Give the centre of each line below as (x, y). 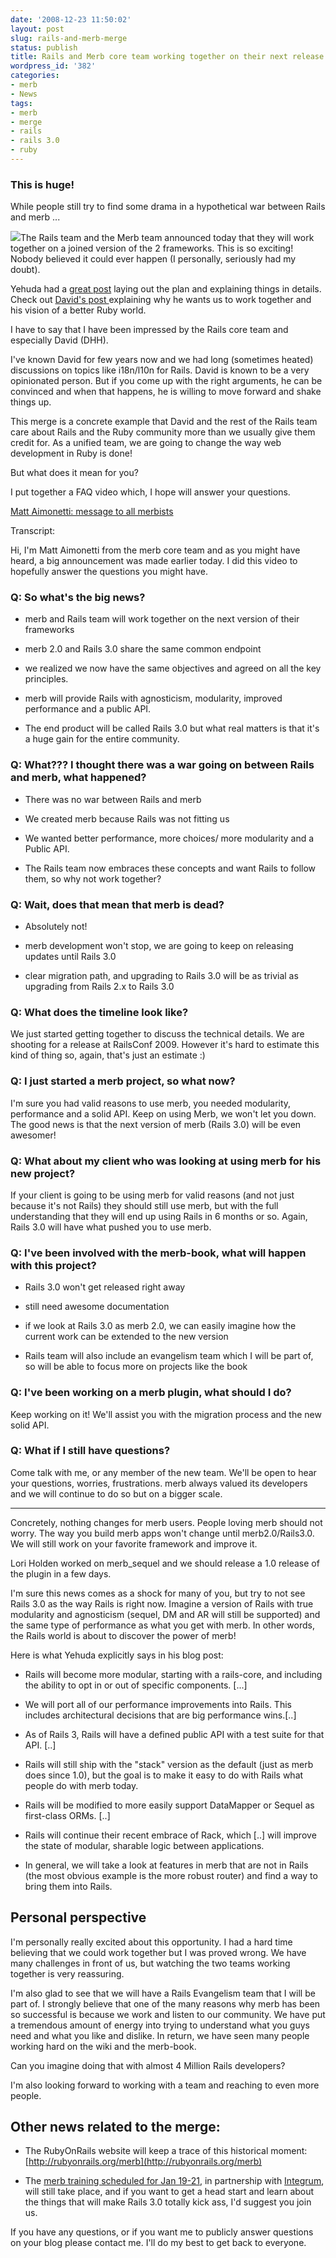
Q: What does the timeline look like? (99, 1012)
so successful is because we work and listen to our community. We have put (168, 2014)
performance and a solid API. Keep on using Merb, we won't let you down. (163, 1113)
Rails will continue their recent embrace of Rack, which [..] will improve (170, 1835)
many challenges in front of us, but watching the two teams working (150, 1963)
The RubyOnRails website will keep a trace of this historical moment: (166, 2151)
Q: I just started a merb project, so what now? (123, 1081)
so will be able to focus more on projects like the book (136, 1367)
